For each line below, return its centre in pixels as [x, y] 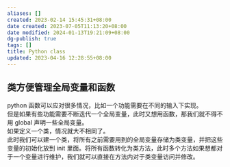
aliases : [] [24, 13]
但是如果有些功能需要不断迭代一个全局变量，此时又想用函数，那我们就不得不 [115, 114]
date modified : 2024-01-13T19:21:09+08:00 [68, 33]
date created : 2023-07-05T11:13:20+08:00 [67, 26]
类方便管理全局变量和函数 [61, 87]
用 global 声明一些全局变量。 [48, 122]
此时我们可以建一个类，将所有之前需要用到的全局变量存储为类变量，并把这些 [115, 139]
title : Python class [37, 52]
